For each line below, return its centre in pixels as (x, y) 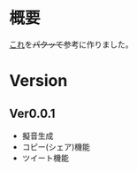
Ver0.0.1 (32, 113)
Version (38, 81)
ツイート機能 (45, 158)
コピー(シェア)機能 (56, 146)
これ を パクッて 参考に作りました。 (71, 44)
